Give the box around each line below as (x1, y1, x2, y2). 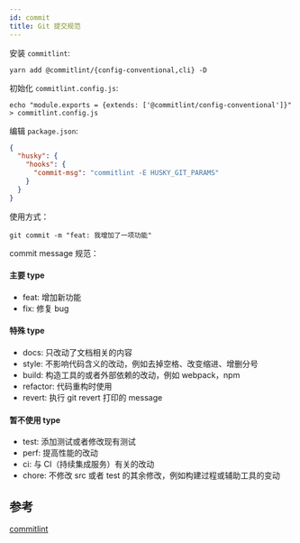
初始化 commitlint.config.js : (9, 82, 119, 93)
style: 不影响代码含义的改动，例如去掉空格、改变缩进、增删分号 (22, 358, 259, 370)
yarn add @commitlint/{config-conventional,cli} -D (9, 65, 207, 75)
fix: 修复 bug (22, 303, 69, 314)
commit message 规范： (9, 247, 99, 258)
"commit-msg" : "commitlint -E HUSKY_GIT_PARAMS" (32, 169, 220, 178)
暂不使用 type (9, 414, 61, 425)
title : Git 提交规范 (9, 22, 81, 31)
